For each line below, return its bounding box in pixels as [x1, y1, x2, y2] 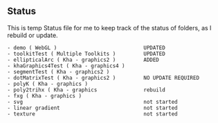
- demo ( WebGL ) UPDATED [7, 44, 166, 51]
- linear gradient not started [7, 104, 178, 111]
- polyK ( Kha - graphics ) [7, 80, 89, 87]
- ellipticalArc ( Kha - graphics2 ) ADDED [7, 56, 159, 63]
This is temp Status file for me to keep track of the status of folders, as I [7, 23, 212, 32]
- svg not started [7, 98, 178, 105]
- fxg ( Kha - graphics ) [7, 92, 82, 99]
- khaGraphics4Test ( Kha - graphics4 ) [7, 62, 126, 69]
